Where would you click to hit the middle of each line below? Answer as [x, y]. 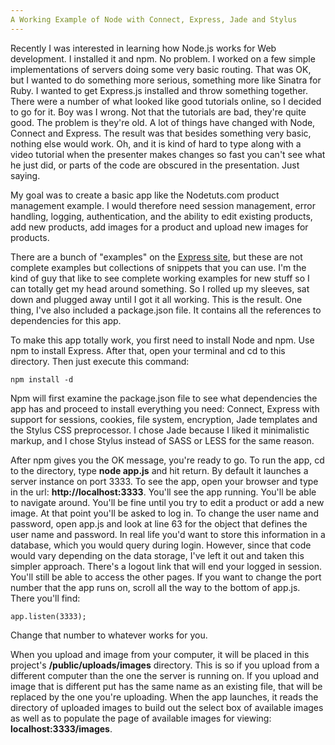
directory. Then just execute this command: [100, 361]
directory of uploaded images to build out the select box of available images [167, 707]
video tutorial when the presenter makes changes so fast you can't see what [168, 154]
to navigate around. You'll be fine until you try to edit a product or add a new [167, 502]
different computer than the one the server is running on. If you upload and [165, 675]
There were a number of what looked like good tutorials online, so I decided [166, 101]
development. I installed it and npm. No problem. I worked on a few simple [163, 58]
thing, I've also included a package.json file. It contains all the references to [166, 310]
